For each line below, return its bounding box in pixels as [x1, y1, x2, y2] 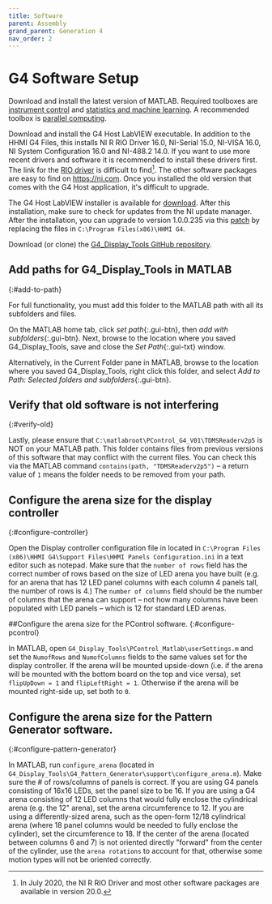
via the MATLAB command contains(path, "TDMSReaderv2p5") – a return [8, 461, 249, 471]
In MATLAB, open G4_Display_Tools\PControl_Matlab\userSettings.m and [8, 644, 253, 653]
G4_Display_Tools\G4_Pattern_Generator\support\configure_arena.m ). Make [8, 769, 262, 778]
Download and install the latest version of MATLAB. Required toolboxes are [8, 96, 258, 106]
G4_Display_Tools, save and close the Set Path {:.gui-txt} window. [8, 341, 226, 351]
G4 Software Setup [8, 70, 139, 88]
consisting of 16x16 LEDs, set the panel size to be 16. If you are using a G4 [8, 786, 256, 795]
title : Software [8, 11, 63, 20]
